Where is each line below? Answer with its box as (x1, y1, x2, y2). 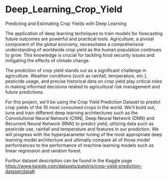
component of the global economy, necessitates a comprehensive (5, 41, 144, 47)
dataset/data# (5, 168, 35, 174)
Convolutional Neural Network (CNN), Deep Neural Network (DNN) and (5, 115, 154, 121)
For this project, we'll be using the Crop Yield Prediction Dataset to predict (5, 98, 161, 105)
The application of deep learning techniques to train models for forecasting (5, 30, 163, 36)
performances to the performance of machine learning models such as (5, 142, 154, 148)
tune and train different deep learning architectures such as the (5, 110, 138, 116)
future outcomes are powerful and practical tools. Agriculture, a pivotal (5, 36, 154, 42)
